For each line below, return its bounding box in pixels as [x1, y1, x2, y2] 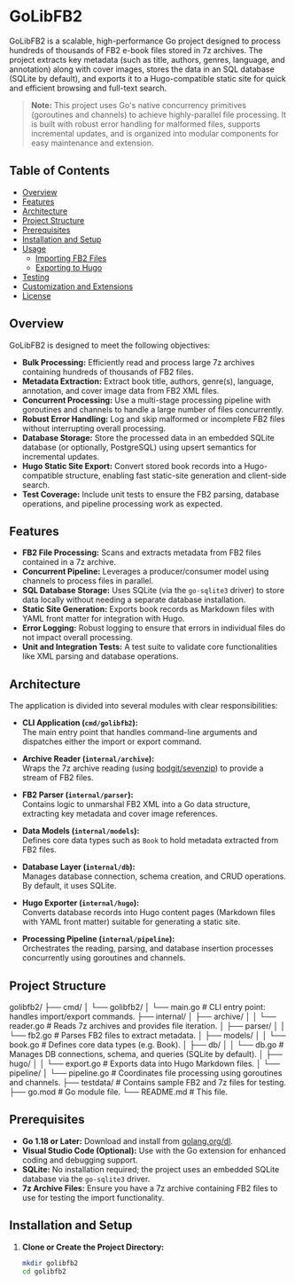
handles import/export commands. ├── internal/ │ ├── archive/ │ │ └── [9, 1011, 276, 1022]
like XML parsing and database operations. [21, 651, 179, 662]
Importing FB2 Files [35, 253, 107, 263]
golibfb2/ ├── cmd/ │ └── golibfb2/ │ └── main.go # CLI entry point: [9, 1002, 266, 1012]
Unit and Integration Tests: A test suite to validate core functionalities [21, 641, 277, 653]
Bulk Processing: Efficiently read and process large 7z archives [21, 357, 255, 367]
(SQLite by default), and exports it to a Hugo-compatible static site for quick [9, 73, 286, 83]
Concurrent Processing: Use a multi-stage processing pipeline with [21, 395, 271, 405]
